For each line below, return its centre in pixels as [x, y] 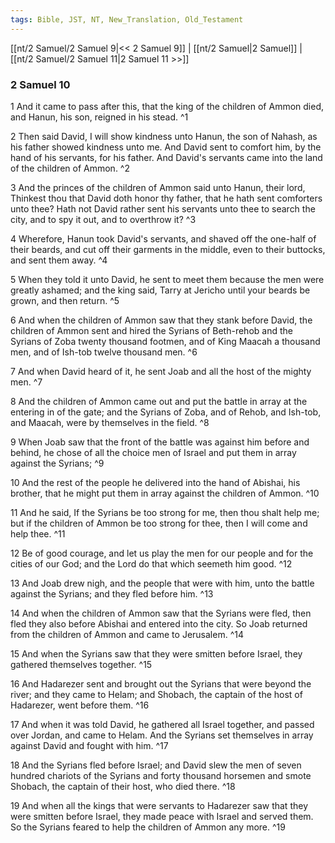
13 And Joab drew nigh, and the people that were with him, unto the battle [162, 583]
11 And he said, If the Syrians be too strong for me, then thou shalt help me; [165, 512]
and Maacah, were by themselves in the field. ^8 [110, 422]
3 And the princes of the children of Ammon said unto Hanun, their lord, [158, 187]
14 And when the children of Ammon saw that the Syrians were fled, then [161, 613]
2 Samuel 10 [40, 84]
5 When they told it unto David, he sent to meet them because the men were [167, 279]
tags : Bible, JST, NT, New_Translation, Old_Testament [127, 19]
